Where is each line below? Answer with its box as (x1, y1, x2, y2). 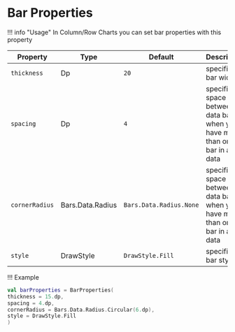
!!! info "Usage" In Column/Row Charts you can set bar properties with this (7, 28, 222, 36)
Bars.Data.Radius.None (123, 201, 199, 209)
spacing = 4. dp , (7, 299, 55, 307)
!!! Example (7, 273, 40, 281)
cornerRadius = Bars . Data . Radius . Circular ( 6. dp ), (7, 306, 155, 313)
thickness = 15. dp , (7, 293, 64, 300)
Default (148, 52, 174, 62)
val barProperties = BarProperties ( (7, 287, 114, 294)
